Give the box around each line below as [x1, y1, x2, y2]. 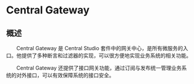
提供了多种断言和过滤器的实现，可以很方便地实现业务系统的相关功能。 [21, 52, 192, 59]
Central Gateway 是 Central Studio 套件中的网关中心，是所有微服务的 [16, 45, 183, 51]
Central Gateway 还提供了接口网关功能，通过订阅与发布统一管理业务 [16, 65, 182, 71]
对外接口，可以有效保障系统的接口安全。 [16, 72, 115, 79]
